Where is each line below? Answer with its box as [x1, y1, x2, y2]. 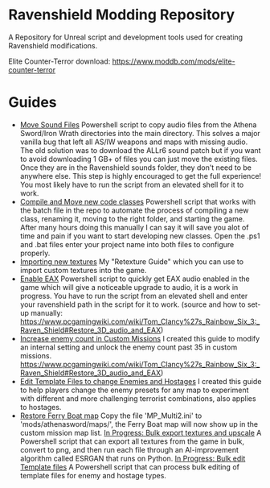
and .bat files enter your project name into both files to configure [19, 239, 235, 249]
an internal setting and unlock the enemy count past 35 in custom [19, 342, 238, 352]
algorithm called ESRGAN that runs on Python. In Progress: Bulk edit [19, 453, 246, 463]
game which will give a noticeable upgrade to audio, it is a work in [19, 282, 239, 292]
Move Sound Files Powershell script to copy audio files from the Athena [19, 119, 257, 130]
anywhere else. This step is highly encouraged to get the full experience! [19, 171, 262, 180]
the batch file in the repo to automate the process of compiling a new [19, 205, 249, 215]
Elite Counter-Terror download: [8, 56, 111, 66]
